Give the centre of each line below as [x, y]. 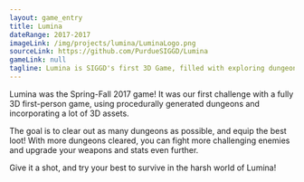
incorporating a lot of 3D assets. [69, 113]
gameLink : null [38, 60]
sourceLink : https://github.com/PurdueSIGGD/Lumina [109, 52]
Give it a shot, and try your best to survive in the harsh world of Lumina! [143, 168]
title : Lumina [36, 26]
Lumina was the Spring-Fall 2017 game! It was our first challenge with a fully [152, 94]
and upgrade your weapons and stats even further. [104, 149]
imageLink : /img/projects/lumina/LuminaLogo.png [103, 43]
